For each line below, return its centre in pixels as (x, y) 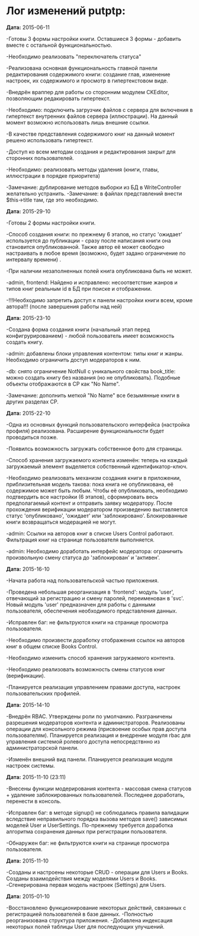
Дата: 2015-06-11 (28, 27)
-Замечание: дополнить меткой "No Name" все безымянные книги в (93, 395)
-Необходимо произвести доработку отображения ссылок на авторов (96, 640)
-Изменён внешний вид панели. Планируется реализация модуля (89, 759)
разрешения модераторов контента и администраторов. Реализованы (96, 722)
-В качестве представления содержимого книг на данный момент (90, 134)
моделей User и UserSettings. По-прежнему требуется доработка (90, 825)
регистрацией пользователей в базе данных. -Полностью (80, 914)
